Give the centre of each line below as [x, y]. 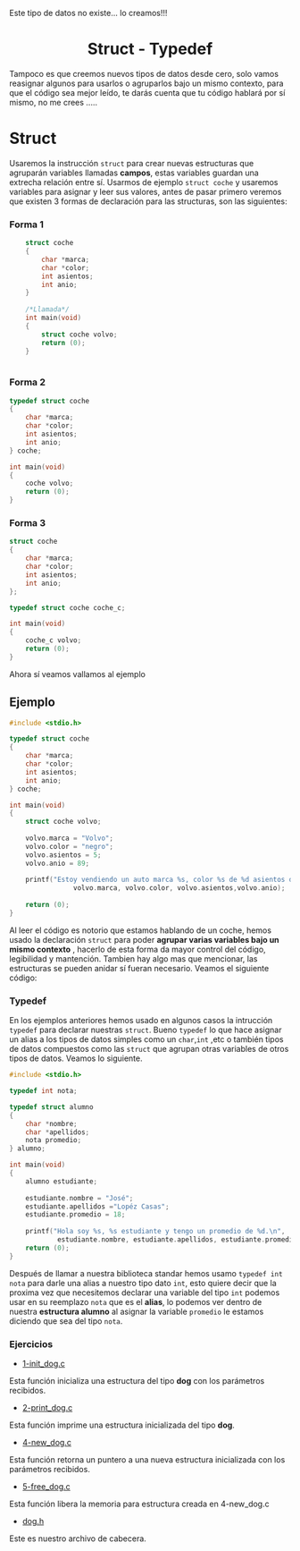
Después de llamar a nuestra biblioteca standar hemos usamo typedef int [146, 1273]
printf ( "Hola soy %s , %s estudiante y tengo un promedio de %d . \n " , [155, 1232]
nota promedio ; [54, 1140]
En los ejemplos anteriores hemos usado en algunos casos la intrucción [141, 1021]
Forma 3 [28, 523]
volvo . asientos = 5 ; [63, 855]
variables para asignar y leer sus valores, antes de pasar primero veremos [146, 191]
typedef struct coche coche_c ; [67, 607]
